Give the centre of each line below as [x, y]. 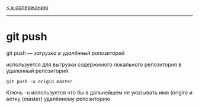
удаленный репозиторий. [38, 71]
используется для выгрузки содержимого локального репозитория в [94, 64]
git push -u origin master [39, 81]
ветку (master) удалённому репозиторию [58, 99]
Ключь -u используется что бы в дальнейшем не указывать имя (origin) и [99, 92]
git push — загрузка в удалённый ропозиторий [65, 53]
